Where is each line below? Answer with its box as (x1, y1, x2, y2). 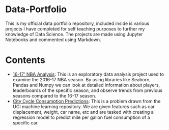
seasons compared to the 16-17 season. (12, 92, 97, 99)
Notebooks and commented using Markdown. (5, 37, 101, 43)
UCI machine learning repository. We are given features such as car (12, 103, 155, 110)
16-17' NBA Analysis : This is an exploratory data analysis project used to (12, 71, 164, 77)
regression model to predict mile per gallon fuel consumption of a (12, 114, 150, 120)
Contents (5, 54, 46, 66)
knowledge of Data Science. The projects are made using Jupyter (5, 31, 144, 37)
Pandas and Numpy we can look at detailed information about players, (12, 82, 160, 88)
